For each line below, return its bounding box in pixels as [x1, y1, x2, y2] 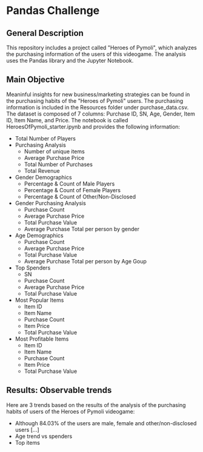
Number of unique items [24, 147, 85, 155]
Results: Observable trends [6, 385, 112, 395]
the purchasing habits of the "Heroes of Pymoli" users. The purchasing [6, 97, 184, 104]
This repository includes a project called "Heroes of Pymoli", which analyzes [6, 44, 197, 51]
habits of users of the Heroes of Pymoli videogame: [6, 408, 135, 415]
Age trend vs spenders [15, 433, 73, 440]
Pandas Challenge [6, 4, 100, 18]
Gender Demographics [15, 173, 72, 181]
